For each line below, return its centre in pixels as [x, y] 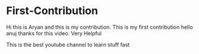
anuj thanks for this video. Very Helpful [54, 33]
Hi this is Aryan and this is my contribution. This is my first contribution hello [99, 27]
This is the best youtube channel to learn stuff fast [68, 45]
